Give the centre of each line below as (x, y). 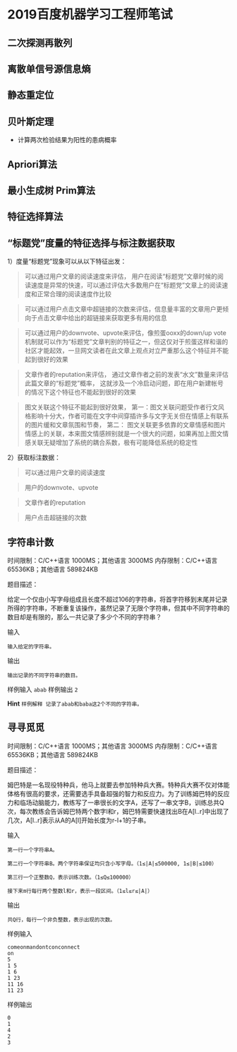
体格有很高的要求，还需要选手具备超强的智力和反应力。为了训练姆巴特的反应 (119, 793)
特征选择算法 (35, 217)
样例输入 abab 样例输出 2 (43, 689)
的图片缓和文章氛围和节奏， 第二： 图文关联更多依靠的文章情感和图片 (125, 425)
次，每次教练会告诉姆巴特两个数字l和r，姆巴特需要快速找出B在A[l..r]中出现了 (118, 811)
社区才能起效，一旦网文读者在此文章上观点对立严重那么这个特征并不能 (127, 351)
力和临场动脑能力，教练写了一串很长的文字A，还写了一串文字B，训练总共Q (116, 802)
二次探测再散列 (40, 43)
